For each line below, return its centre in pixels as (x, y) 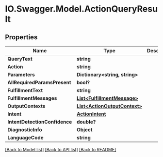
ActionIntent (91, 114)
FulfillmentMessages (32, 98)
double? (86, 122)
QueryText (20, 59)
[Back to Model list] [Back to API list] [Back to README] (61, 149)
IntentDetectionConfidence (40, 122)
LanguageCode (25, 138)
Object (85, 130)
